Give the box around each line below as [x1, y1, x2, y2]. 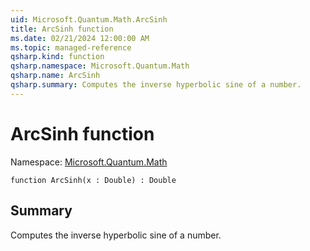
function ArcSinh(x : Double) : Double [10, 175, 177, 185]
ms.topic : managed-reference [10, 42, 132, 53]
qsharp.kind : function [10, 52, 105, 62]
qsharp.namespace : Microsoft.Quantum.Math [10, 61, 190, 71]
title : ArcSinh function [10, 24, 114, 34]
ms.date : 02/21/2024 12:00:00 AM [10, 33, 150, 43]
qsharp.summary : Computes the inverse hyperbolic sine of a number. [10, 80, 302, 90]
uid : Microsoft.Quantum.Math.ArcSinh [10, 14, 168, 25]
